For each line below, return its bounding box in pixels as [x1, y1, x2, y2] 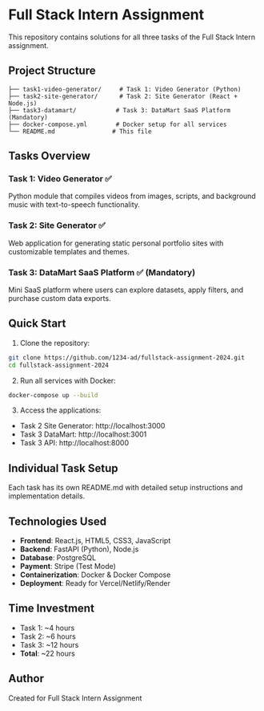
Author [8, 672, 44, 685]
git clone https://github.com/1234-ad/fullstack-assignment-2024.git [8, 353, 246, 362]
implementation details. [8, 491, 86, 501]
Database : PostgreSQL [19, 553, 97, 563]
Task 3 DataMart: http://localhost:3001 [19, 429, 147, 439]
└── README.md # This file [8, 127, 152, 136]
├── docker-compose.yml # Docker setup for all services [8, 120, 227, 128]
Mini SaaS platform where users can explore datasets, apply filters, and [8, 285, 244, 295]
